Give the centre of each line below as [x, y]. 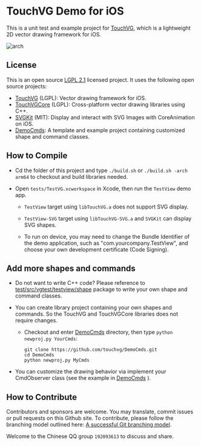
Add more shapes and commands [71, 268]
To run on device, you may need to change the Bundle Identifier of [107, 236]
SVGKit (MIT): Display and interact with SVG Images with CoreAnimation [105, 117]
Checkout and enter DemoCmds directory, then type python [98, 332]
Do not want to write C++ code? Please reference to [80, 283]
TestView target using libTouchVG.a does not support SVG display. [106, 207]
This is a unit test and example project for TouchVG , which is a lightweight [98, 28]
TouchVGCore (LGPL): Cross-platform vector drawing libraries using [100, 104]
